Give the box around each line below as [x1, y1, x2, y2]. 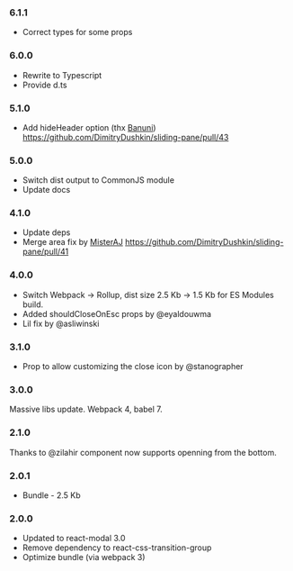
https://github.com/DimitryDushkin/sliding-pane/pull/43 [22, 131, 229, 142]
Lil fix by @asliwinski [22, 318, 100, 329]
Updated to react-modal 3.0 [22, 533, 126, 544]
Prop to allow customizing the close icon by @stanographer [22, 361, 244, 372]
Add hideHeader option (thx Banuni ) [22, 122, 156, 132]
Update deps [22, 227, 71, 238]
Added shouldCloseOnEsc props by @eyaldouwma [22, 308, 212, 319]
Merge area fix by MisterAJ [22, 237, 123, 248]
